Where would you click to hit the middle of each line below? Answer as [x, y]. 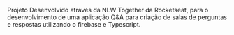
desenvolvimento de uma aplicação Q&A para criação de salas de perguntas [117, 17]
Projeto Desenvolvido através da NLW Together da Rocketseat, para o [108, 10]
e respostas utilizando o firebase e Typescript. [74, 24]
